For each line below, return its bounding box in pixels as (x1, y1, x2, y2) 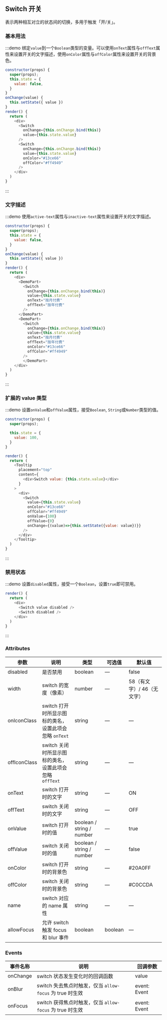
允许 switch (42, 919, 69, 926)
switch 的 (42, 681, 64, 688)
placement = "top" (18, 468, 52, 473)
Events (5, 949, 22, 956)
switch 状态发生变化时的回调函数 (36, 973, 113, 980)
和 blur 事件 (42, 934, 69, 941)
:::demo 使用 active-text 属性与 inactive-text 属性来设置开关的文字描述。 (5, 214, 154, 220)
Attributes (5, 645, 30, 652)
